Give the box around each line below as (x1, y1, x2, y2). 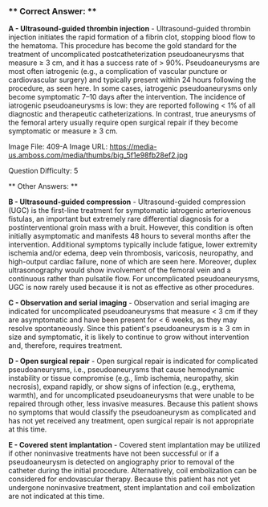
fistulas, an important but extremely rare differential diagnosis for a (8, 215, 229, 224)
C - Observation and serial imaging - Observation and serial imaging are (8, 298, 250, 308)
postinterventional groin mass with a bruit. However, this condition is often (8, 223, 254, 232)
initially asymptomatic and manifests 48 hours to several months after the (8, 231, 251, 241)
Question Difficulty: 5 (8, 166, 79, 176)
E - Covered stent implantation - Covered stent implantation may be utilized (8, 440, 261, 450)
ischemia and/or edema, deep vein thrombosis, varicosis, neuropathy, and (8, 248, 254, 258)
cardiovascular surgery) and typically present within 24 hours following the (8, 75, 257, 85)
